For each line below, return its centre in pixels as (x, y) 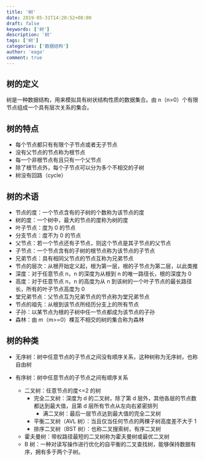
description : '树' (29, 35)
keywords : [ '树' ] (28, 29)
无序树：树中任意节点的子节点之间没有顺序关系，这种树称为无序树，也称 (106, 357)
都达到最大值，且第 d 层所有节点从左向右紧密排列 (96, 406)
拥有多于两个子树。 (59, 452)
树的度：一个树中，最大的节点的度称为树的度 (72, 220)
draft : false (23, 23)
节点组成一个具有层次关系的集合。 (49, 107)
